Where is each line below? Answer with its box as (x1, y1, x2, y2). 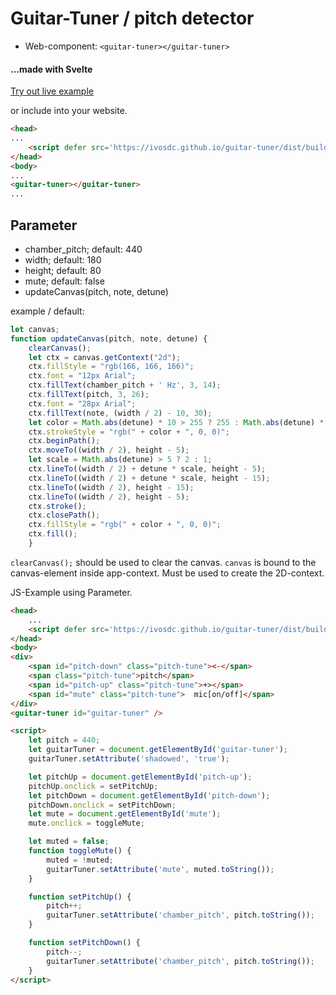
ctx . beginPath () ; (28, 436, 101, 446)
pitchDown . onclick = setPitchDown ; (28, 800, 177, 810)
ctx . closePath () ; (28, 510, 101, 521)
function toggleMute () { (28, 846, 132, 856)
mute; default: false (24, 275, 105, 287)
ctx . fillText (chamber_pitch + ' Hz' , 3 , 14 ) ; (28, 380, 222, 391)
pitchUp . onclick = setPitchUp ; (28, 781, 159, 791)
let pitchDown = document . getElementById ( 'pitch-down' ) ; (28, 790, 271, 801)
